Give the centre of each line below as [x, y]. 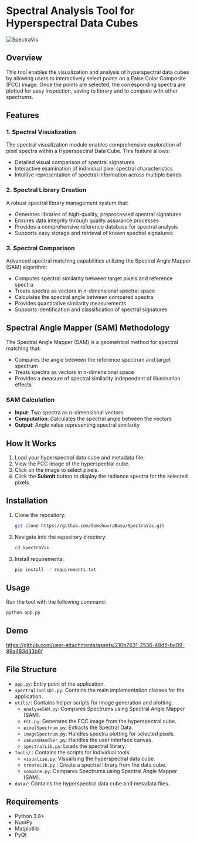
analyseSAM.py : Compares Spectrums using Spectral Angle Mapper [104, 709]
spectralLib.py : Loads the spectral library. [75, 746]
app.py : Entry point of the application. [60, 683]
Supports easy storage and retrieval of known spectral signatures [94, 233]
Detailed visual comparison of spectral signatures [74, 162]
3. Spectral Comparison [40, 248]
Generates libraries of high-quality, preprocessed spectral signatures [98, 214]
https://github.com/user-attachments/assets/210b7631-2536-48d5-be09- [96, 645]
